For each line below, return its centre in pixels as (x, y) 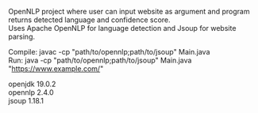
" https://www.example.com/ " (56, 69)
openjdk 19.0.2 (32, 84)
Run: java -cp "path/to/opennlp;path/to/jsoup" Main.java (100, 60)
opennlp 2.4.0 (31, 92)
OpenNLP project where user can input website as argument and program (129, 11)
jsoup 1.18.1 (26, 101)
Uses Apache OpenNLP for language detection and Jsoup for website (122, 28)
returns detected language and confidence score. (89, 20)
